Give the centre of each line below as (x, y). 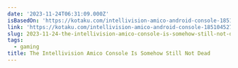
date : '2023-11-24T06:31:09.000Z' (58, 14)
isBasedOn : (23, 21)
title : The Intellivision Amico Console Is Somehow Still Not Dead (109, 54)
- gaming (27, 47)
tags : (15, 40)
